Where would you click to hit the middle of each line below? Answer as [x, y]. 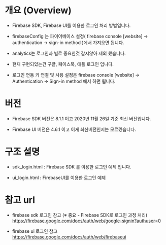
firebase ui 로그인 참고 [35, 231]
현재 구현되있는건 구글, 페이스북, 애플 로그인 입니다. [63, 64]
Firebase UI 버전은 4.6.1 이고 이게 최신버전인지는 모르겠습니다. [74, 129]
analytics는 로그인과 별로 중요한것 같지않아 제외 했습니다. [69, 53]
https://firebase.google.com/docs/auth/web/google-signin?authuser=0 [86, 221]
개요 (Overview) [38, 10]
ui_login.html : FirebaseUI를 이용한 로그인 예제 [59, 178]
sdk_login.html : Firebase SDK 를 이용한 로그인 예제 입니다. [72, 167]
